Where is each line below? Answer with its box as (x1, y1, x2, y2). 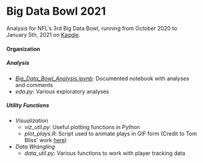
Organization (6, 45, 40, 53)
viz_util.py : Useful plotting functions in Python (24, 124, 141, 131)
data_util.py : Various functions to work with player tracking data (24, 150, 185, 157)
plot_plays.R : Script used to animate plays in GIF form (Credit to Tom (24, 130, 197, 137)
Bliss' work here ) (24, 137, 67, 144)
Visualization (15, 117, 48, 124)
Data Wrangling (15, 143, 55, 151)
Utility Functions (6, 102, 50, 109)
